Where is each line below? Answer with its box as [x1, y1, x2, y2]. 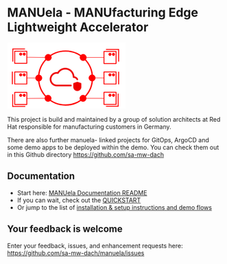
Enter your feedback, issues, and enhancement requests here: [7, 241, 183, 250]
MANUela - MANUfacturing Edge [7, 5, 199, 21]
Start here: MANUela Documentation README [16, 188, 147, 197]
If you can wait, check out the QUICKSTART [16, 196, 141, 204]
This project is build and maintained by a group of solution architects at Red [7, 115, 221, 123]
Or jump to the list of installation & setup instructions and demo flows [16, 203, 213, 211]
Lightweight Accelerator [7, 19, 149, 35]
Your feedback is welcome [7, 223, 123, 235]
